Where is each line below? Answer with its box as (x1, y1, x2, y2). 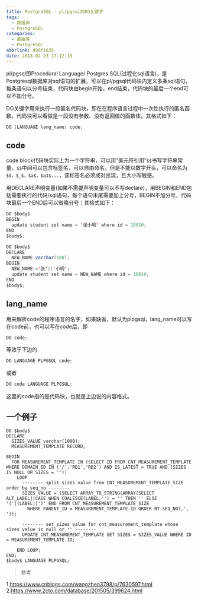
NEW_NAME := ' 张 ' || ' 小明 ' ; (11, 266, 70, 272)
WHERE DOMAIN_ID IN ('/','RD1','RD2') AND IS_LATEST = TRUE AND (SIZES (6, 464, 186, 470)
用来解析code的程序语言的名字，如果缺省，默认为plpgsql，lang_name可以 (6, 315, 187, 322)
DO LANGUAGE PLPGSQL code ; (6, 358, 73, 364)
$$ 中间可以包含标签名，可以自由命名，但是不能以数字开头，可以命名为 (17, 164, 188, 172)
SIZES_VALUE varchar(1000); (11, 438, 81, 444)
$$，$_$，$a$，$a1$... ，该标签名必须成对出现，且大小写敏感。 (6, 172, 158, 179)
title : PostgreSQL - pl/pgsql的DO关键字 (6, 8, 103, 15)
